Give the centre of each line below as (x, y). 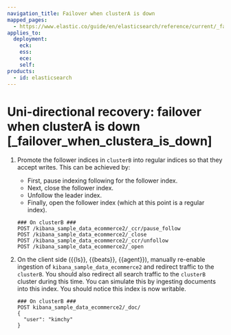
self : (27, 65)
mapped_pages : (27, 20)
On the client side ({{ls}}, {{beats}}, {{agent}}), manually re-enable (111, 260)
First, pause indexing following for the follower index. (102, 181)
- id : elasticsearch (43, 78)
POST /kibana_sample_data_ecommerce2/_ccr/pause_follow (99, 229)
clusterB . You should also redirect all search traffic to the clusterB (111, 274)
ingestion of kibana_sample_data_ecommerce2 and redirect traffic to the (115, 267)
